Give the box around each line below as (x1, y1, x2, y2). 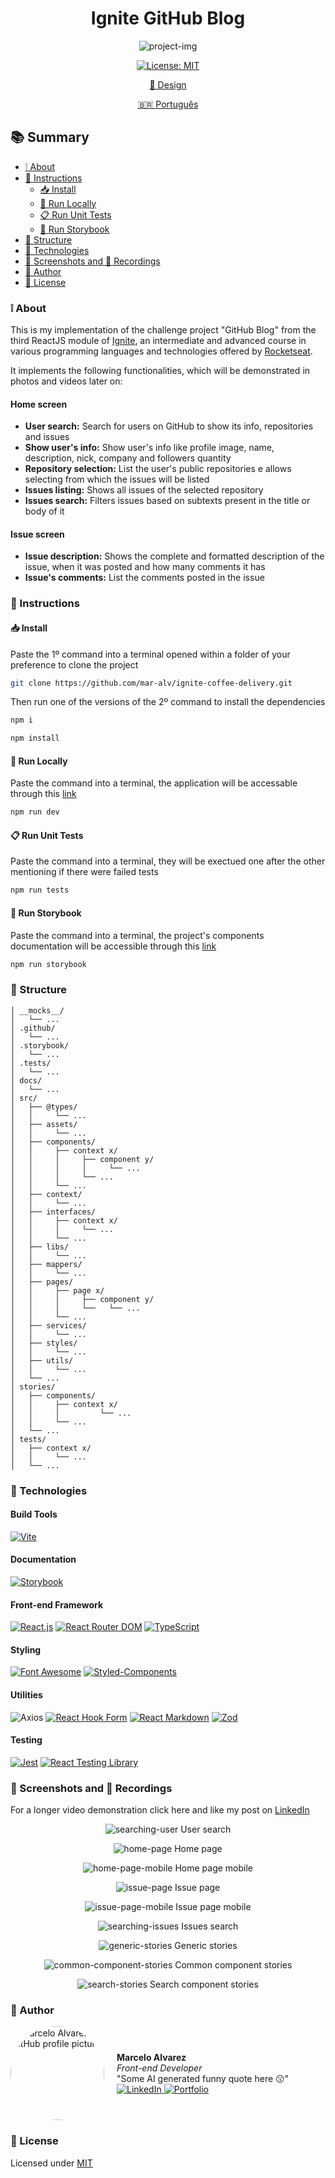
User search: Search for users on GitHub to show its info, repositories (24, 420, 314, 432)
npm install (10, 733, 60, 744)
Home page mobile (174, 1862, 253, 1874)
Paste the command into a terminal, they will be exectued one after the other (10, 855, 326, 867)
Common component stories (174, 1959, 293, 1971)
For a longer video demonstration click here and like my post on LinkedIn (10, 1804, 310, 1816)
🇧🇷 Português (137, 98, 199, 110)
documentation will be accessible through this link (10, 940, 217, 952)
